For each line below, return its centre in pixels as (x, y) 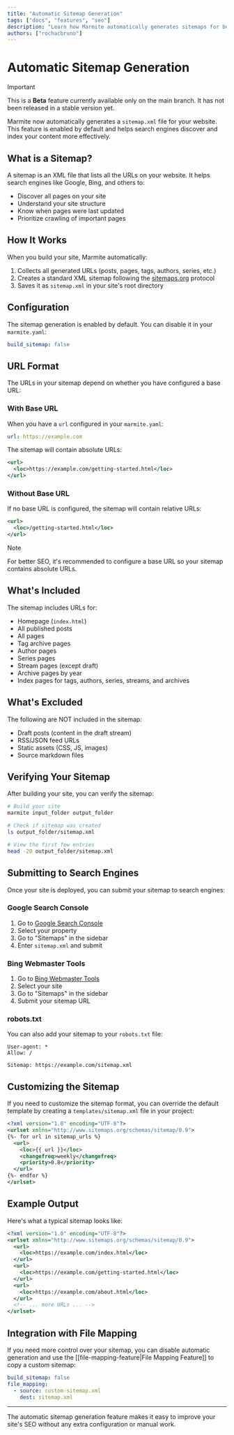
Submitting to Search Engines (73, 873)
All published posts (45, 628)
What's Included (44, 591)
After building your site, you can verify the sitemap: (81, 794)
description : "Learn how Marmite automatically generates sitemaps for (113, 27)
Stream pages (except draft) (58, 665)
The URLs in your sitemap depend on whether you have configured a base (114, 383)
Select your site (40, 986)
